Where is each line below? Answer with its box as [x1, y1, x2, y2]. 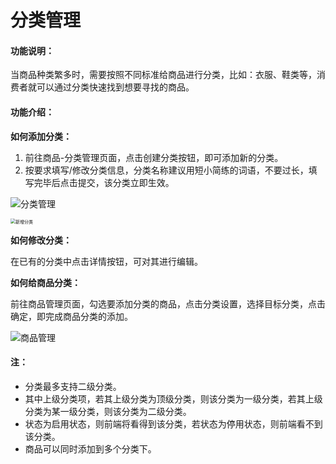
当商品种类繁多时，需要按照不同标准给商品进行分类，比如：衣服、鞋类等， [10, 69, 317, 81]
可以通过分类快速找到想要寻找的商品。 [36, 81, 195, 93]
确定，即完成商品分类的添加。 [10, 310, 133, 322]
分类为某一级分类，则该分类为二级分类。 [24, 405, 192, 417]
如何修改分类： [10, 234, 72, 246]
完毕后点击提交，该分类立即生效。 [33, 176, 175, 188]
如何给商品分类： [10, 276, 81, 288]
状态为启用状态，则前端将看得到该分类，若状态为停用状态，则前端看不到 [24, 417, 323, 430]
